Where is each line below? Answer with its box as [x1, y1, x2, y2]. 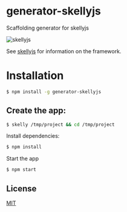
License [6, 183, 37, 194]
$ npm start [6, 167, 36, 173]
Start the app [6, 155, 39, 162]
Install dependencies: [6, 132, 60, 140]
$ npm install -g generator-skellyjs [6, 89, 102, 95]
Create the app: [6, 106, 67, 116]
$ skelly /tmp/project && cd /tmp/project [6, 121, 115, 127]
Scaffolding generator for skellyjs [6, 24, 90, 31]
